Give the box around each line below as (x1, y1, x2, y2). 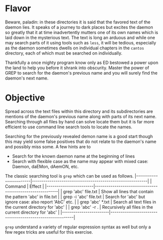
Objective (5, 92, 45, 103)
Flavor (5, 3, 31, 14)
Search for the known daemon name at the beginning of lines (12, 153, 135, 159)
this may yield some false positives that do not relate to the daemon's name (5, 139, 157, 144)
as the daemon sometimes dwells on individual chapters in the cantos (5, 45, 145, 51)
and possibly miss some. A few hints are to (5, 143, 91, 149)
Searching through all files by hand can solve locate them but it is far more (5, 119, 154, 124)
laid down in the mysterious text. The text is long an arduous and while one (5, 35, 155, 40)
